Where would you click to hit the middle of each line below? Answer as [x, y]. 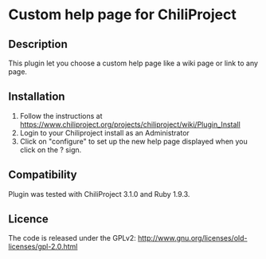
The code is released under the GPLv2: [72, 238]
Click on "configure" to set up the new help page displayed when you [134, 141]
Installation [37, 97]
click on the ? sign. [51, 150]
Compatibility [43, 175]
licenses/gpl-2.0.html [43, 247]
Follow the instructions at [61, 116]
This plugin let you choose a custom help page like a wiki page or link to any [133, 63]
